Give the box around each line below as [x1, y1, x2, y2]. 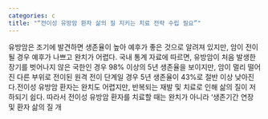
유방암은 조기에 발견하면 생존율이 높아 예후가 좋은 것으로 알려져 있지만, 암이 [8, 42, 244, 52]
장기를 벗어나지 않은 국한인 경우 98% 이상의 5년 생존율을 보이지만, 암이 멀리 [8, 61, 246, 72]
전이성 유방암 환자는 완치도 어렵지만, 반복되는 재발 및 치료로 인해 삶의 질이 [16, 81, 248, 92]
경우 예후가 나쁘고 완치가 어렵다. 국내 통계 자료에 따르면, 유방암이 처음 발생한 [16, 52, 257, 61]
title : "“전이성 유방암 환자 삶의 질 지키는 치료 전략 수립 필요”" [8, 19, 201, 27]
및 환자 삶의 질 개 [8, 101, 62, 112]
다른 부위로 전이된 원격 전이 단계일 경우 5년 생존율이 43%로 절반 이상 [16, 72, 233, 81]
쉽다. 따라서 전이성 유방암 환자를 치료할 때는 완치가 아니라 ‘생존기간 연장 [29, 92, 254, 101]
